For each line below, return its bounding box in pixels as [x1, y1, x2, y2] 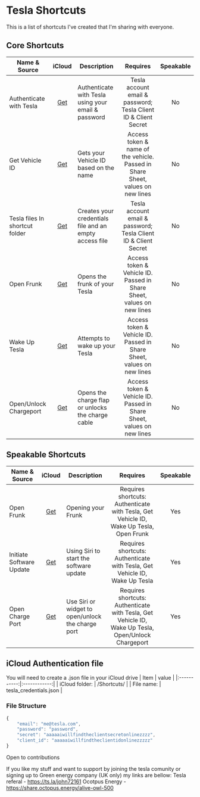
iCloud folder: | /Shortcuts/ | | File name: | [59, 680, 161, 688]
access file [77, 236, 108, 245]
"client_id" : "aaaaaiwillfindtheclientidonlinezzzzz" [17, 737, 153, 743]
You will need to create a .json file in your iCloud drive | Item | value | [6, 674, 174, 681]
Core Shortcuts [6, 41, 64, 51]
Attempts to [77, 334, 110, 343]
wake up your [77, 341, 116, 350]
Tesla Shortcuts [6, 4, 86, 17]
